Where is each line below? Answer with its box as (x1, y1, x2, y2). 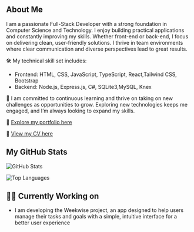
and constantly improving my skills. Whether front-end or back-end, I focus (6, 32, 189, 40)
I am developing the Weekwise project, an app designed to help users (14, 207, 184, 214)
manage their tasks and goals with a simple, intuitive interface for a (14, 213, 178, 220)
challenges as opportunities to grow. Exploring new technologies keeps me (6, 101, 188, 108)
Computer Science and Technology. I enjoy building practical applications (6, 26, 185, 34)
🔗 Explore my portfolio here (6, 118, 72, 125)
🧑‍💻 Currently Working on (6, 191, 99, 201)
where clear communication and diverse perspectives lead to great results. (6, 45, 188, 52)
